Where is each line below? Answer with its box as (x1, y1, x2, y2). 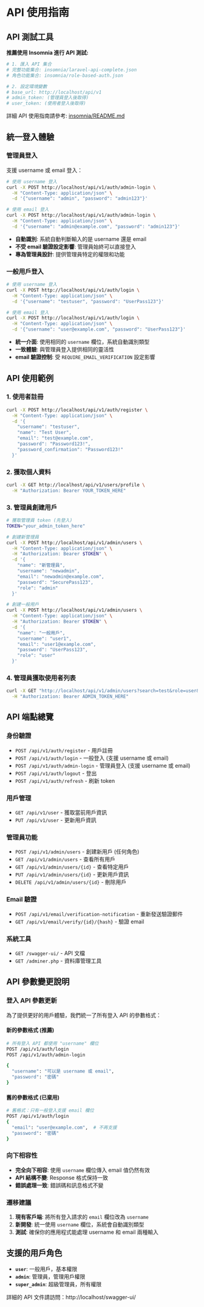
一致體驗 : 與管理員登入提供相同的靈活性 (15, 346, 114, 353)
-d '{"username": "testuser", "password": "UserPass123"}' (12, 298, 165, 304)
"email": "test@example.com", (17, 435, 94, 441)
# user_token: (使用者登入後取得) (6, 100, 86, 107)
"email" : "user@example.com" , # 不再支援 (12, 1124, 117, 1130)
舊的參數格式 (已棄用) (6, 1093, 59, 1101)
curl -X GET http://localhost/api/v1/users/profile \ (6, 482, 146, 488)
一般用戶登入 (6, 267, 44, 276)
